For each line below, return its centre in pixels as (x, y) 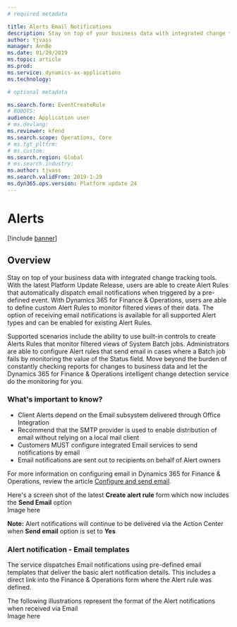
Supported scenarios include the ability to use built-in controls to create (112, 336)
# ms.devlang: (28, 124)
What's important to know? (55, 399)
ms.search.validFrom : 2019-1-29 (55, 177)
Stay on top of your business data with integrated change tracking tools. (112, 277)
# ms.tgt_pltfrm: (33, 144)
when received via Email (43, 609)
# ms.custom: (26, 151)
